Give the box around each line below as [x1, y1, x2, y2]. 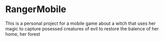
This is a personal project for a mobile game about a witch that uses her [5, 20, 156, 26]
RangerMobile [5, 4, 66, 15]
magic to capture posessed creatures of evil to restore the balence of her [5, 25, 159, 31]
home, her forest [5, 31, 41, 37]
